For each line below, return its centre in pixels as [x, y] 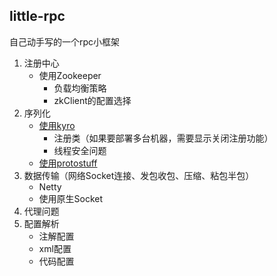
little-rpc [37, 16]
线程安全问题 [80, 150]
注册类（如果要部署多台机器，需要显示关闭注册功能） [163, 138]
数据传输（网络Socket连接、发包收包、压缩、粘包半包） [139, 175]
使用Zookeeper [70, 75]
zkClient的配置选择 [92, 100]
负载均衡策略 [80, 88]
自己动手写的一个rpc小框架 [65, 41]
